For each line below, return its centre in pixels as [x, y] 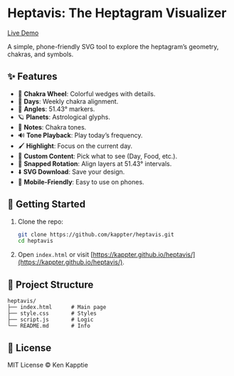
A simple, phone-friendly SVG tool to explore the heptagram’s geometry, [113, 46]
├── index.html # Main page [57, 308]
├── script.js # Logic [50, 320]
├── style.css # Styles [52, 314]
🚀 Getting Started [47, 204]
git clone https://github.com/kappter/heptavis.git [96, 234]
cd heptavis [35, 241]
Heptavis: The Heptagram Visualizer [117, 13]
